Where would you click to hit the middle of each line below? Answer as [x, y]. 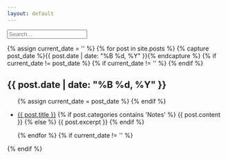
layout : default [30, 13]
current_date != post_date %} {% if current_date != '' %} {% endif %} [105, 63]
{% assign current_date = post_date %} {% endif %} [92, 102]
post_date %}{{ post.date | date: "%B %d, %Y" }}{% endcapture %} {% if [112, 55]
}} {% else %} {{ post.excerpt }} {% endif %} [81, 122]
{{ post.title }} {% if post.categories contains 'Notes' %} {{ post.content [119, 115]
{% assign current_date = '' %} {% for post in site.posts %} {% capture [108, 48]
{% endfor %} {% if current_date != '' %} [75, 135]
